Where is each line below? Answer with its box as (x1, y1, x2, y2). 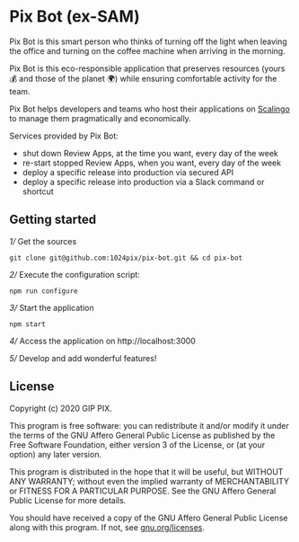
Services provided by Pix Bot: (9, 130, 119, 141)
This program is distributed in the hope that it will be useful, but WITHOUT (9, 466, 284, 477)
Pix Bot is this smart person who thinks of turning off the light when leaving (9, 36, 287, 47)
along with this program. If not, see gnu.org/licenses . (9, 521, 205, 532)
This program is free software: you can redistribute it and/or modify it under (9, 420, 289, 431)
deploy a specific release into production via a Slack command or (22, 176, 265, 187)
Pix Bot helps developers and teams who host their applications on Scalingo (9, 103, 290, 114)
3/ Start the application (9, 302, 94, 313)
